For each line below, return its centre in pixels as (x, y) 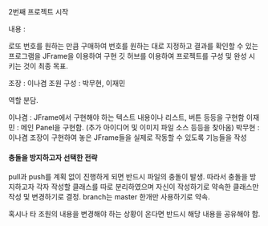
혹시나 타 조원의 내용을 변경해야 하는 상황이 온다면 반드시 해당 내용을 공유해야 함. (134, 214)
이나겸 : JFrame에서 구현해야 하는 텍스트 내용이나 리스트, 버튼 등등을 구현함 (126, 117)
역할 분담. (23, 100)
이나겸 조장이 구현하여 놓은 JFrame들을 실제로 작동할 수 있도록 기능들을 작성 (128, 138)
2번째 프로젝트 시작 (39, 12)
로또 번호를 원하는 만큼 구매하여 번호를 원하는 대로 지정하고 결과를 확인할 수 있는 (134, 46)
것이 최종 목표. (45, 66)
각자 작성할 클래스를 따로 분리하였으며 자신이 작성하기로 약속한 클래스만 (147, 187)
